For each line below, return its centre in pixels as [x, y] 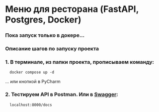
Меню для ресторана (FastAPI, [72, 9]
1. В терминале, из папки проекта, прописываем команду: [80, 62]
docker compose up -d [32, 72]
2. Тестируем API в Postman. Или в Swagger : [62, 95]
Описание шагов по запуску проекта [52, 49]
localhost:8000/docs [31, 105]
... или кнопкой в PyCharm [33, 82]
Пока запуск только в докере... [45, 35]
